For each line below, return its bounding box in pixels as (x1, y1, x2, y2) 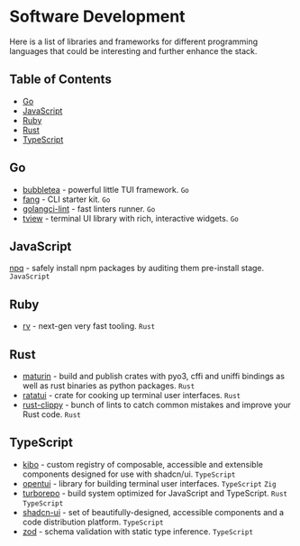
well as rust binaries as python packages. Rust (22, 380, 195, 391)
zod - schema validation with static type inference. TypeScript (22, 525, 254, 537)
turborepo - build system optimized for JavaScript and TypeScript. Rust (22, 487, 288, 498)
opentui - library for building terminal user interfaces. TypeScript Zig (22, 478, 277, 488)
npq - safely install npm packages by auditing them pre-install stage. (9, 263, 265, 274)
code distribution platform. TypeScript (22, 516, 164, 527)
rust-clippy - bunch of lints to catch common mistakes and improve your (22, 399, 291, 410)
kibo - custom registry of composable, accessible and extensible (22, 459, 264, 469)
